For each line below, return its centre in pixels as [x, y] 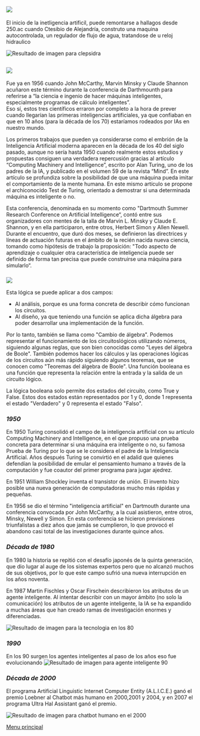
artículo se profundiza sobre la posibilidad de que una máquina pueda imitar [100, 177]
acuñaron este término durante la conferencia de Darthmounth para [90, 89]
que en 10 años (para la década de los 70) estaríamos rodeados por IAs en [98, 121]
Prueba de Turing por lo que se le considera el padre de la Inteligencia [93, 451]
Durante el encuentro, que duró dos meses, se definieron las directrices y [97, 233]
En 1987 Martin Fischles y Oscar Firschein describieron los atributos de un [98, 591]
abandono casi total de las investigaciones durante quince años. [85, 531]
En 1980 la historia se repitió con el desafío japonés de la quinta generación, [100, 560]
